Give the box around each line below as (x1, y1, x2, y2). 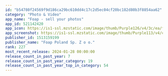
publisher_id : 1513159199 (5, 35, 59, 40)
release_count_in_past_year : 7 (5, 53, 70, 59)
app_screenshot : (5, 30, 39, 35)
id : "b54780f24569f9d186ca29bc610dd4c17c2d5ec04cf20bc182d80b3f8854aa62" (5, 7, 162, 12)
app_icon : (5, 26, 26, 31)
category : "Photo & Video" (5, 12, 61, 17)
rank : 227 (5, 44, 26, 49)
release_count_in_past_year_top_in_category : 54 (5, 63, 108, 68)
